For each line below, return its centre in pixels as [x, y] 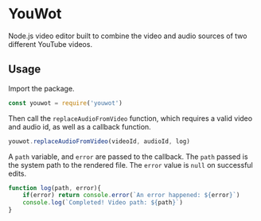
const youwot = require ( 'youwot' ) [66, 103]
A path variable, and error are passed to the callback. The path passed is [128, 157]
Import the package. [41, 88]
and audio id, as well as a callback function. [80, 126]
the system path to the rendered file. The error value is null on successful [130, 165]
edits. [17, 173]
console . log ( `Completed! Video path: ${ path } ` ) [103, 203]
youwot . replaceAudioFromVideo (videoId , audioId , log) [99, 141]
